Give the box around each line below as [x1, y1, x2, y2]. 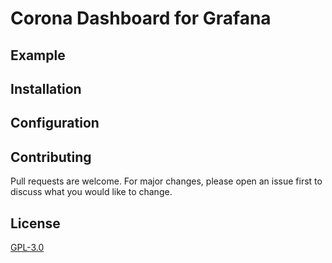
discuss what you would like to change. [10, 186, 173, 198]
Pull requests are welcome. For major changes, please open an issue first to [10, 175, 323, 187]
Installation [10, 80, 82, 97]
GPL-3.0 [10, 241, 45, 253]
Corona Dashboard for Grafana [10, 7, 272, 30]
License [10, 215, 61, 232]
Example [10, 47, 66, 64]
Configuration [10, 115, 100, 132]
